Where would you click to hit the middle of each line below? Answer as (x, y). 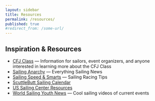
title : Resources (23, 15)
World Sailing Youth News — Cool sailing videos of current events (81, 93)
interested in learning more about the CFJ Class (62, 66)
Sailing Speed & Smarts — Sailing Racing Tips (60, 77)
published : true (22, 24)
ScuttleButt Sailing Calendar (42, 82)
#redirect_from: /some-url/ (35, 29)
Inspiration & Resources (43, 49)
